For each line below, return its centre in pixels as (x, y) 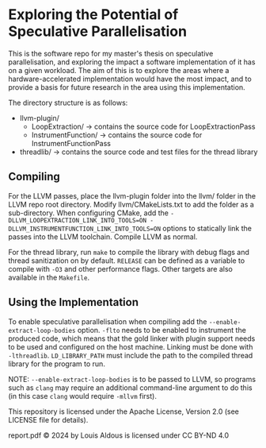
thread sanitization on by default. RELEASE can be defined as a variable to (127, 261)
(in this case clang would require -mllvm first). (82, 396)
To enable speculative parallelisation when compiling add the (108, 321)
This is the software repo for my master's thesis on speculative (111, 53)
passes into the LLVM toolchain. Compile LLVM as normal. (103, 237)
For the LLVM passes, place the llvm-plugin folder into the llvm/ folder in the (132, 195)
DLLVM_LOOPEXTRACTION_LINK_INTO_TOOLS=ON (78, 220)
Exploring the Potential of (93, 15)
